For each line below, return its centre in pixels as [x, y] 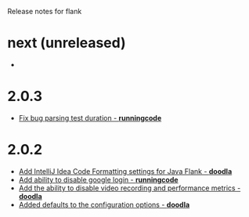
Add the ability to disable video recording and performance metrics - [130, 188]
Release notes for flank [45, 11]
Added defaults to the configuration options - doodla [104, 204]
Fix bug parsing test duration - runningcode [90, 118]
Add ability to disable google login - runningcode [98, 179]
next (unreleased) [67, 43]
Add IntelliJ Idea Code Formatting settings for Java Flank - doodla [125, 171]
